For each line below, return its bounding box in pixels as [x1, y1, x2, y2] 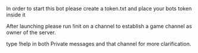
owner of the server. [6, 29, 56, 36]
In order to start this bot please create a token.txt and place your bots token [6, 5, 192, 12]
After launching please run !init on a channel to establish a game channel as [6, 23, 192, 29]
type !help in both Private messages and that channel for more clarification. [6, 41, 191, 47]
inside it [6, 11, 26, 18]
